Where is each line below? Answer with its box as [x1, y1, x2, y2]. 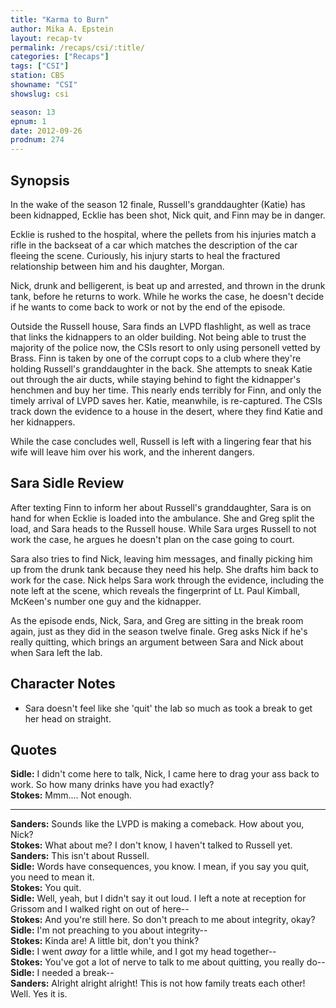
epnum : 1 [10, 116, 47, 126]
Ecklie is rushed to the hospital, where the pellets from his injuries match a [10, 228, 317, 240]
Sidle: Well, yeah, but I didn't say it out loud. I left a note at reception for [10, 892, 307, 905]
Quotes [10, 741, 58, 758]
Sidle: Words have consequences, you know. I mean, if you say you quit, [10, 861, 310, 873]
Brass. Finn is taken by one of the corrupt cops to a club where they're [10, 352, 302, 364]
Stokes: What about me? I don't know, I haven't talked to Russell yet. [10, 839, 293, 851]
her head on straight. [24, 712, 112, 725]
